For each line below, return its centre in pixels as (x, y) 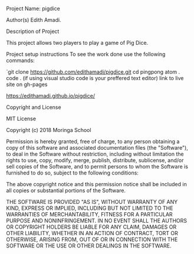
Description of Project (33, 31)
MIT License (21, 118)
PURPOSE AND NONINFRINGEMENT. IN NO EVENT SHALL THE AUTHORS (97, 221)
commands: (21, 60)
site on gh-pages (27, 84)
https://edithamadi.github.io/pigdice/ (51, 96)
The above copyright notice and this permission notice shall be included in (96, 184)
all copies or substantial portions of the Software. (66, 190)
